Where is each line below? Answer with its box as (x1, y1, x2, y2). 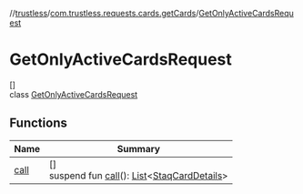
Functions (9, 116, 68, 131)
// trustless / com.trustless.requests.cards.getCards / (9, 8, 199, 18)
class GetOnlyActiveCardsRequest (9, 88, 138, 99)
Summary (116, 142, 161, 155)
